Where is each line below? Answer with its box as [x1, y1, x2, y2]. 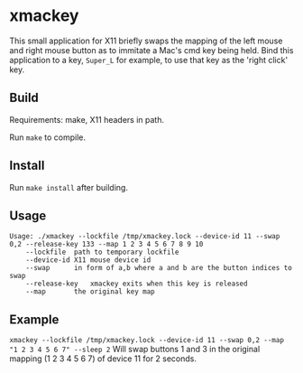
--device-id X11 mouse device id [25, 256, 151, 265]
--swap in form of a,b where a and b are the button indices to [25, 264, 293, 273]
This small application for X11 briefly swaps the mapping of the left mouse [9, 35, 283, 46]
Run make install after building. [9, 182, 129, 192]
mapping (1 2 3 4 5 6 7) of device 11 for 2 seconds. [9, 353, 197, 364]
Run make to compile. [9, 132, 87, 143]
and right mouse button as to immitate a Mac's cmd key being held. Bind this [9, 44, 294, 55]
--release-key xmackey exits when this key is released [25, 279, 248, 289]
